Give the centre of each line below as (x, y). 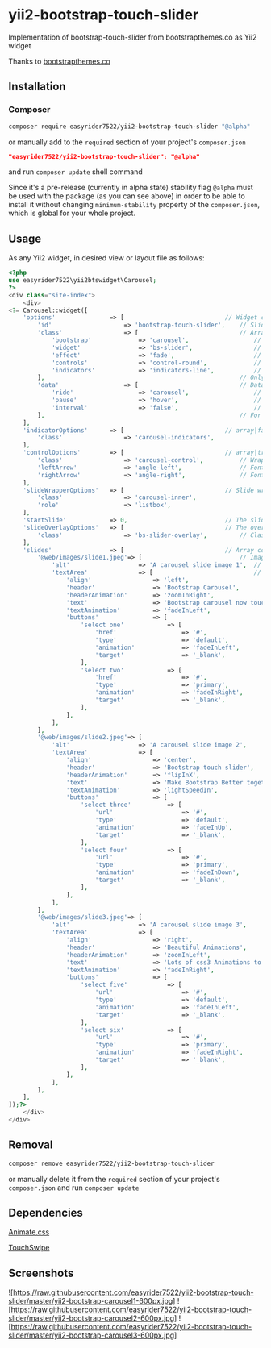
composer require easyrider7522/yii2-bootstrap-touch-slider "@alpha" (129, 127)
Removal (31, 1145)
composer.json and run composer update (74, 1188)
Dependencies (46, 1213)
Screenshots (41, 1273)
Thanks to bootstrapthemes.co (59, 61)
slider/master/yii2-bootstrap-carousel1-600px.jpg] (92, 1301)
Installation (37, 87)
